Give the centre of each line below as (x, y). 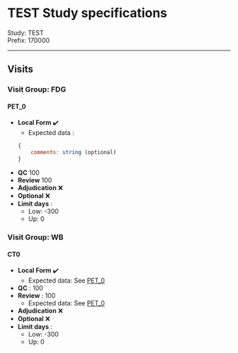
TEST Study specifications (87, 13)
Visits (21, 69)
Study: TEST (25, 33)
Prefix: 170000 (29, 40)
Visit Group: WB (35, 237)
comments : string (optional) (74, 153)
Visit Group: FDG (37, 89)
